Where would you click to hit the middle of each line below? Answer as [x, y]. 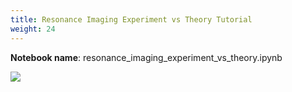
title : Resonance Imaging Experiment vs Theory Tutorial [131, 19]
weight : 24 [33, 29]
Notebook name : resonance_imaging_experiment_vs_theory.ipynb [146, 57]
